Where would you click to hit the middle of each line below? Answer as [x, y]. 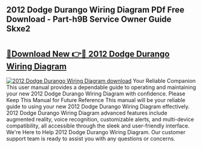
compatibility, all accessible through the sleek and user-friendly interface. [98, 126]
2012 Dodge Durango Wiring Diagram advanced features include [87, 113]
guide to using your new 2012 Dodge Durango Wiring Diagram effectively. [98, 106]
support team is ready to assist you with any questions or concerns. [91, 139]
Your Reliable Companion [164, 81]
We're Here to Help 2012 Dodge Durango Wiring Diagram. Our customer [96, 132]
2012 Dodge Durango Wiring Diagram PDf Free [95, 10]
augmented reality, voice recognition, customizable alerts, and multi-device [100, 119]
